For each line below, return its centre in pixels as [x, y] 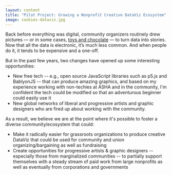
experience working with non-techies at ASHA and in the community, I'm [90, 87]
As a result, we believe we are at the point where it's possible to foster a [81, 119]
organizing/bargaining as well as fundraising [60, 145]
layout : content [23, 10]
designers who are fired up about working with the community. [79, 109]
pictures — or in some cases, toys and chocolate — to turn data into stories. [86, 40]
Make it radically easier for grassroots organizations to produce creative [89, 134]
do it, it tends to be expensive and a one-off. [52, 51]
